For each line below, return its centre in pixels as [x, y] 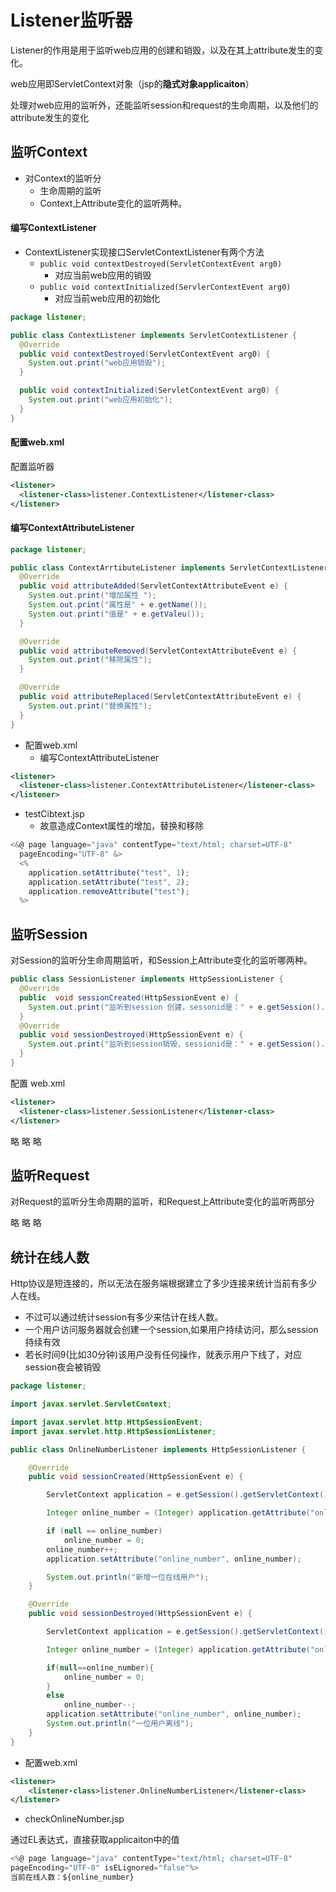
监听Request [50, 1175]
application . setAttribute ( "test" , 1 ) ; [109, 872]
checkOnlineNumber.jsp [74, 1819]
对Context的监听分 [63, 178]
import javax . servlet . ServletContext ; [91, 1404]
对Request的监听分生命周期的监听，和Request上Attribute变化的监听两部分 [162, 1202]
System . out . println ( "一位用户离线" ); [120, 1724]
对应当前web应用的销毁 [103, 275]
